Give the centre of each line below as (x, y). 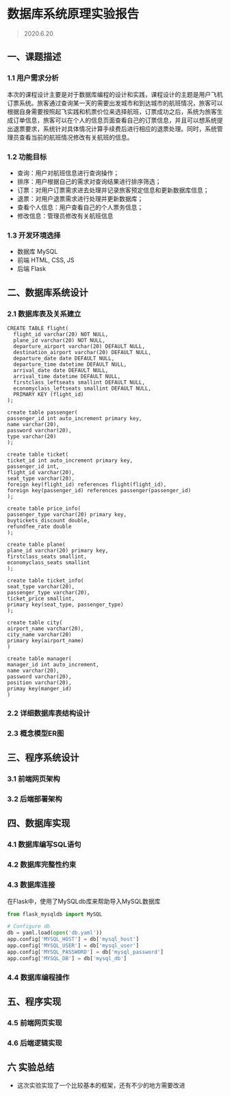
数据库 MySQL (37, 252)
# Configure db (29, 926)
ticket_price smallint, (41, 598)
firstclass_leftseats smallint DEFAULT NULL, (79, 382)
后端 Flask (31, 269)
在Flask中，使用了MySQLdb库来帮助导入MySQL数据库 (84, 901)
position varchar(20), (39, 683)
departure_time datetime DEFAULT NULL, (70, 364)
